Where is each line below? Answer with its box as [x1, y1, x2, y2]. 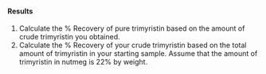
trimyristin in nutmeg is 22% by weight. [18, 57, 148, 67]
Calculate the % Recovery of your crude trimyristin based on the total [18, 40, 247, 50]
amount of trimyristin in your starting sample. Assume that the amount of [18, 49, 258, 58]
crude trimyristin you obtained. [18, 32, 120, 42]
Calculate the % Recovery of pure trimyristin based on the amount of [18, 24, 245, 33]
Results [7, 6, 33, 16]
